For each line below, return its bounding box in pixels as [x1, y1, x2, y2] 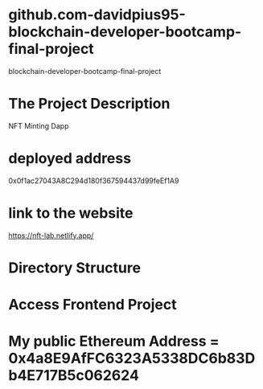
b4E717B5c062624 [8, 366, 139, 385]
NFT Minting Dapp [8, 121, 69, 130]
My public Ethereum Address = [8, 332, 220, 350]
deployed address [8, 149, 131, 168]
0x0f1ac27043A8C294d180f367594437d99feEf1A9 [8, 175, 179, 186]
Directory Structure [8, 259, 142, 276]
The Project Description [8, 95, 171, 113]
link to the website [8, 204, 134, 222]
